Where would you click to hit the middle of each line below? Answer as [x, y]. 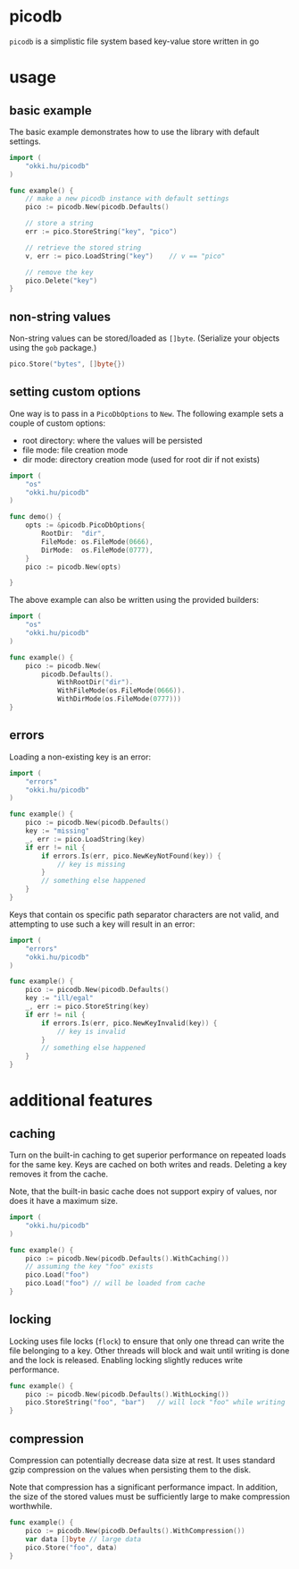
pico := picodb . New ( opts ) [74, 567]
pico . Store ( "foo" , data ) [71, 1548]
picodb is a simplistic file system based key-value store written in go [134, 41]
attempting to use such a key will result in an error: [102, 924]
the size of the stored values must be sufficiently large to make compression [149, 1497]
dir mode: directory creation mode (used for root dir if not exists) [141, 459]
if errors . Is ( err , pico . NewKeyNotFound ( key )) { [131, 856]
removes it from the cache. [59, 1174]
